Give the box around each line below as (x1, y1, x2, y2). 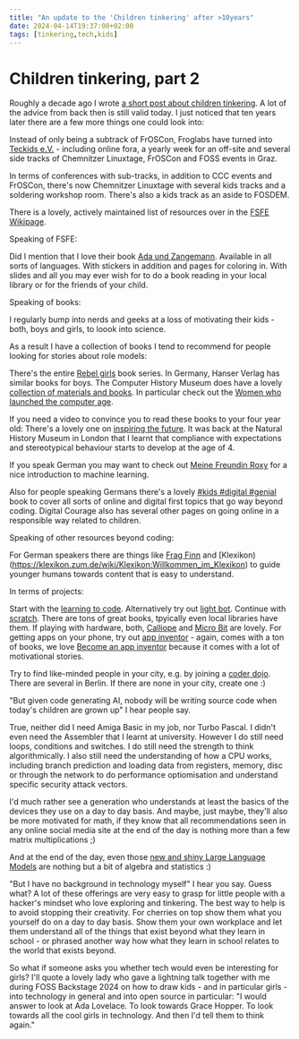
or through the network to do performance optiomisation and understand (9, 770, 278, 780)
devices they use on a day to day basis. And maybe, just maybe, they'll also (9, 806, 288, 817)
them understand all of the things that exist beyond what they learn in (9, 926, 266, 937)
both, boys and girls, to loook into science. (9, 324, 167, 335)
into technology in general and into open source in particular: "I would (9, 991, 267, 1002)
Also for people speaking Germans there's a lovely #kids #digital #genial (9, 487, 278, 498)
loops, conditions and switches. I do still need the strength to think (9, 741, 254, 752)
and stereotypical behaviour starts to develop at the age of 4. (9, 442, 235, 453)
